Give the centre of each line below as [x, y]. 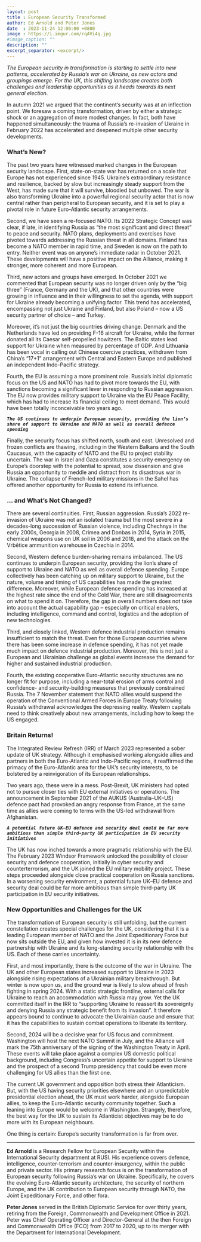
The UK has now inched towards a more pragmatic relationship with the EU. [100, 849]
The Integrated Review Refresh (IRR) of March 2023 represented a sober [96, 748]
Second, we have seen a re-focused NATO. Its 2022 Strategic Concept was [100, 221]
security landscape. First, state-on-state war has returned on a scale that [97, 172]
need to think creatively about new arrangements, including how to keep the [101, 713]
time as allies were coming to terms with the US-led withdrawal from [91, 810]
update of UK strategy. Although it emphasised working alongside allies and [100, 754]
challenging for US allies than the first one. [59, 1072]
